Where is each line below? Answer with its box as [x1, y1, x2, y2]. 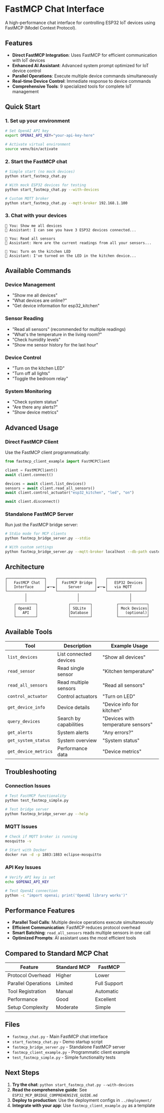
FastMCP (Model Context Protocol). [5, 25, 77, 30]
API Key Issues [5, 864, 41, 870]
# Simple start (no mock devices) [5, 169, 76, 174]
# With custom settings [5, 545, 54, 550]
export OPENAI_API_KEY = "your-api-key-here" [5, 133, 95, 138]
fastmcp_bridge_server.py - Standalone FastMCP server [12, 1044, 125, 1050]
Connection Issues [5, 782, 51, 789]
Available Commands [5, 267, 71, 275]
